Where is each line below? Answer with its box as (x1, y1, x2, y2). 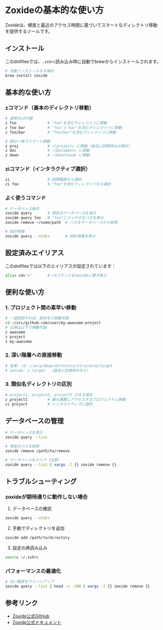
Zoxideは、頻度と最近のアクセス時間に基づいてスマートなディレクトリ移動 (5, 22, 158, 28)
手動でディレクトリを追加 (12, 525, 65, 531)
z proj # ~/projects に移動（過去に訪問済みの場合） (5, 143, 132, 149)
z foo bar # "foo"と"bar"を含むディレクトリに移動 (5, 125, 122, 130)
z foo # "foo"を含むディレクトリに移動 (5, 121, 107, 126)
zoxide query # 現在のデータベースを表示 (5, 210, 96, 216)
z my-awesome (5, 339, 32, 344)
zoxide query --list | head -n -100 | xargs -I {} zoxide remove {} (5, 584, 150, 589)
